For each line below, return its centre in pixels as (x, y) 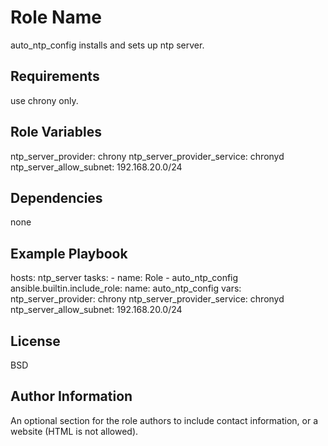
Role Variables (56, 132)
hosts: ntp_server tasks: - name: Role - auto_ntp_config (124, 278)
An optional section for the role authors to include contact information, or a (164, 420)
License (35, 341)
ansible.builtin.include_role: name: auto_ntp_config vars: (126, 288)
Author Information (71, 396)
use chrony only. (44, 100)
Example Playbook (69, 253)
